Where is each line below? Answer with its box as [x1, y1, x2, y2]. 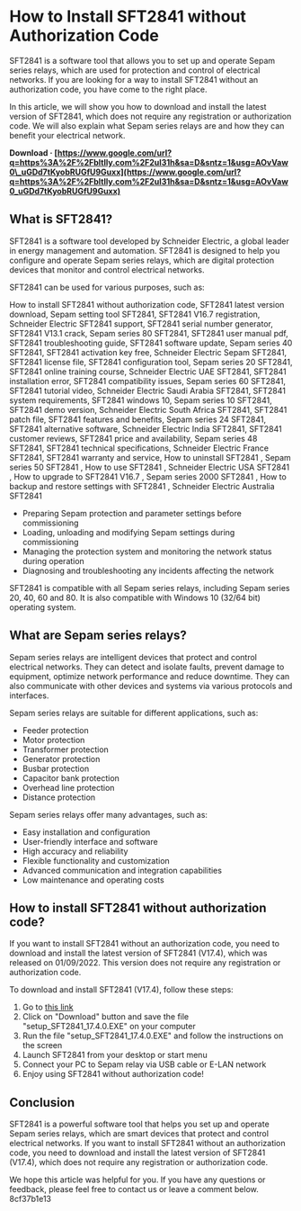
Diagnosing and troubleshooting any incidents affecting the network [22, 565, 274, 576]
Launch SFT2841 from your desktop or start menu [22, 1050, 208, 1061]
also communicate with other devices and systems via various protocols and [9, 680, 293, 691]
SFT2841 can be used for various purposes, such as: [9, 282, 205, 292]
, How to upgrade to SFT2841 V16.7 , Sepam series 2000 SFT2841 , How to [9, 471, 288, 482]
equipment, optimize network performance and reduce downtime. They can [9, 670, 290, 681]
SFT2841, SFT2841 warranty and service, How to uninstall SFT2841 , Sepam [9, 452, 292, 462]
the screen [22, 1040, 63, 1051]
